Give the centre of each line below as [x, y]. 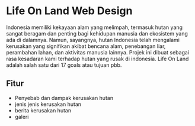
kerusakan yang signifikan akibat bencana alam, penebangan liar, [86, 46]
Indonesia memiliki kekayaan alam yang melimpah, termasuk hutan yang [94, 27]
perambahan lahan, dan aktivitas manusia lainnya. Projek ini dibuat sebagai [98, 52]
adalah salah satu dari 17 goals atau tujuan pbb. [64, 65]
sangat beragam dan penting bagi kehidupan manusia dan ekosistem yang [97, 33]
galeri [22, 117]
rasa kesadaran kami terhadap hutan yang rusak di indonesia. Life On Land [97, 59]
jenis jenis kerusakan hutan [48, 104]
